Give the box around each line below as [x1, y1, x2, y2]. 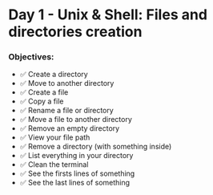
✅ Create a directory [19, 70, 88, 79]
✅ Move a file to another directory [19, 115, 132, 124]
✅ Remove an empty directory [19, 124, 120, 133]
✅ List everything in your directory [19, 151, 134, 160]
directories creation [8, 22, 143, 41]
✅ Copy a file [19, 96, 64, 106]
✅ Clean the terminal [19, 160, 89, 169]
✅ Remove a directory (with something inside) [19, 142, 172, 152]
